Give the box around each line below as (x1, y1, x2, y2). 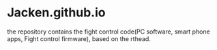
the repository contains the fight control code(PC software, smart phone (7, 27, 210, 36)
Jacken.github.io (7, 5, 106, 21)
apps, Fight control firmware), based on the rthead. (7, 34, 151, 42)
